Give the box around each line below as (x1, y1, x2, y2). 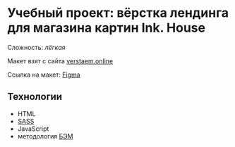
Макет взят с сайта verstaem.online (7, 56, 114, 65)
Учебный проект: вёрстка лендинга (7, 5, 229, 21)
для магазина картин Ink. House (7, 20, 206, 36)
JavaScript (17, 124, 49, 133)
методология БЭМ (17, 132, 73, 140)
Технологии (7, 91, 62, 103)
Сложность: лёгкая (7, 43, 66, 51)
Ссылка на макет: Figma (7, 70, 80, 79)
